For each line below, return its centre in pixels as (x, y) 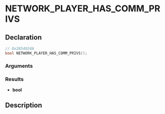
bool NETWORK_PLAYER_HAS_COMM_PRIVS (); (46, 53)
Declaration (24, 37)
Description (24, 105)
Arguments (19, 66)
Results (14, 79)
